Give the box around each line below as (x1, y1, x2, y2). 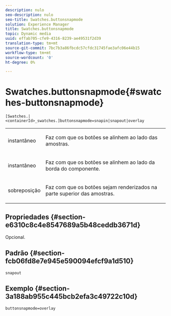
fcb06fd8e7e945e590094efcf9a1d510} (5, 257, 134, 265)
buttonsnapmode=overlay (5, 306, 56, 311)
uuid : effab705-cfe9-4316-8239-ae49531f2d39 (5, 36, 101, 41)
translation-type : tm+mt (5, 41, 58, 46)
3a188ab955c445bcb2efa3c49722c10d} (5, 292, 138, 301)
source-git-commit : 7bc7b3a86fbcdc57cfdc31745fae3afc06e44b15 (5, 45, 140, 51)
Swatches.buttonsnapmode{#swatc (5, 86, 162, 98)
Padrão (5, 249, 29, 258)
